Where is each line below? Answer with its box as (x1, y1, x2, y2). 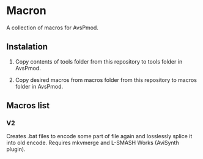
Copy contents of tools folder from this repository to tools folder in (15, 57, 183, 65)
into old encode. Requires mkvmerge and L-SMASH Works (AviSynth (6, 139, 179, 147)
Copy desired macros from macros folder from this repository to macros (15, 76, 197, 83)
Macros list (6, 100, 50, 111)
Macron (6, 4, 47, 18)
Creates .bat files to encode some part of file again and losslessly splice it (6, 133, 193, 140)
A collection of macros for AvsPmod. (6, 24, 99, 31)
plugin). (6, 146, 26, 153)
